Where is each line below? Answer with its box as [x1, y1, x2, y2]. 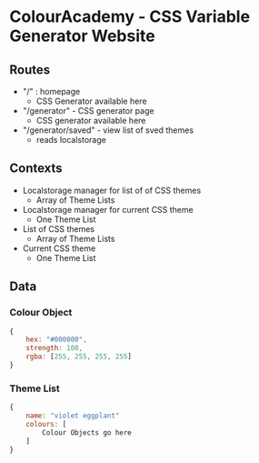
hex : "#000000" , [25, 335, 88, 345]
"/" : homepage [22, 86, 81, 96]
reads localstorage [35, 135, 106, 145]
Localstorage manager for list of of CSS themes [22, 185, 202, 196]
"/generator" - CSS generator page [22, 106, 154, 116]
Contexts [9, 161, 63, 176]
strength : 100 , [25, 344, 84, 353]
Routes [9, 62, 51, 77]
